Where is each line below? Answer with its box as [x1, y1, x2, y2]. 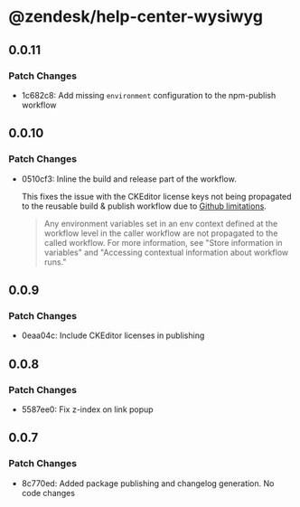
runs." [43, 256, 67, 268]
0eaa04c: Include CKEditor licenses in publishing [21, 330, 205, 341]
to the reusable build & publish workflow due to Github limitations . [21, 201, 267, 211]
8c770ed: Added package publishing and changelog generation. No [21, 477, 275, 489]
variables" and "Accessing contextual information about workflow [43, 247, 289, 258]
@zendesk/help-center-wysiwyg [8, 6, 264, 27]
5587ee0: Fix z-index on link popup [21, 404, 155, 415]
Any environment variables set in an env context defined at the [43, 218, 278, 229]
